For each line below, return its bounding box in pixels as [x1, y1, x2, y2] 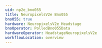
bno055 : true [5, 16, 32, 21]
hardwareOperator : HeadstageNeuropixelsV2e [5, 30, 97, 35]
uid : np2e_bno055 [5, 7, 41, 12]
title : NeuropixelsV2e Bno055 [5, 12, 68, 17]
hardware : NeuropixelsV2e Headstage [5, 21, 81, 26]
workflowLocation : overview [5, 35, 64, 40]
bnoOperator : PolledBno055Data [5, 26, 70, 31]
